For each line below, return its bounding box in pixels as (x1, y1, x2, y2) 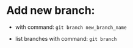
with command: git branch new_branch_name (15, 23, 127, 31)
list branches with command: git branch (15, 35, 117, 42)
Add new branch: (6, 4, 95, 17)
